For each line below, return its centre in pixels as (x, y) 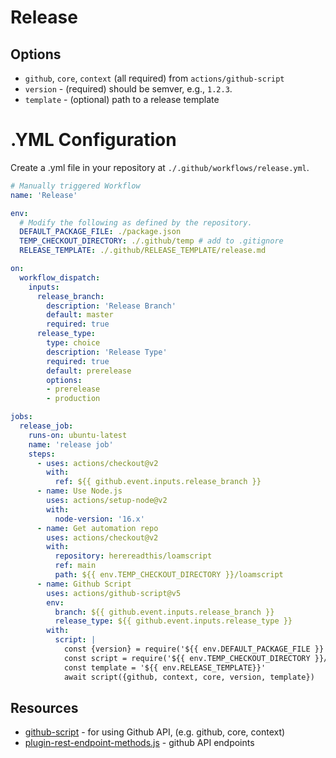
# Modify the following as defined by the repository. (136, 222)
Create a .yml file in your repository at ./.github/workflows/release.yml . (160, 167)
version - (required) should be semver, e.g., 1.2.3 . (128, 89)
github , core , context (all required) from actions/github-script (154, 78)
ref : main (75, 566)
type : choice (73, 343)
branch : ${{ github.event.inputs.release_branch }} (164, 612)
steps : (42, 454)
